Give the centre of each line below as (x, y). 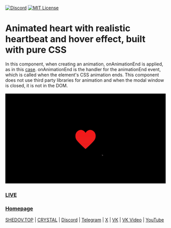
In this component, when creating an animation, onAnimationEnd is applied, (84, 64)
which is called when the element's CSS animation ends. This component (82, 75)
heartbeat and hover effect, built (76, 39)
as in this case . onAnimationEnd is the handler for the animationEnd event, (83, 69)
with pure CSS (36, 50)
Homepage (19, 209)
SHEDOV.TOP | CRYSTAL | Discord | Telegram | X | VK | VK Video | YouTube (85, 220)
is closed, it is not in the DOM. (37, 85)
